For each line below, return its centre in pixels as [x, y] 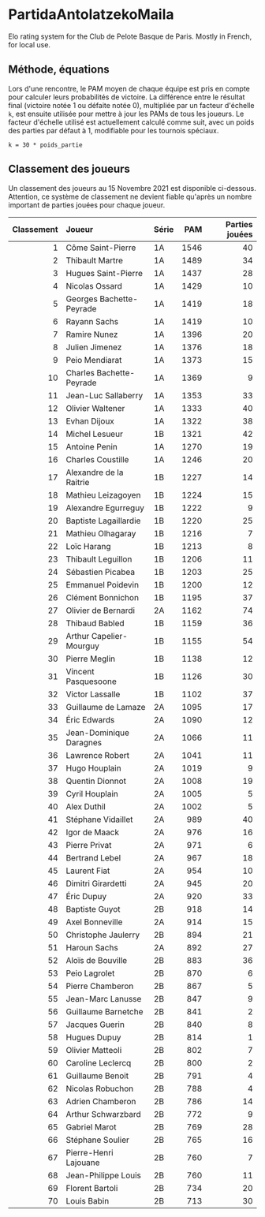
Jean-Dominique [98, 733]
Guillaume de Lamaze [106, 707]
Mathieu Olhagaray [101, 533]
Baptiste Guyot [93, 909]
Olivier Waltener [95, 408]
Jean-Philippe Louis [104, 1175]
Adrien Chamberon [101, 1101]
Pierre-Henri [90, 1152]
